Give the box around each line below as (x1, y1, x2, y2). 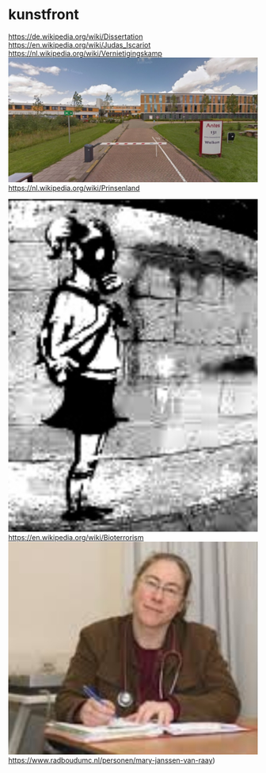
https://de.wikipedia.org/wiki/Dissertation (8, 32, 143, 41)
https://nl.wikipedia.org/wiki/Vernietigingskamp (8, 48, 162, 58)
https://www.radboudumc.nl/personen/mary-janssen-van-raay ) (8, 756, 215, 765)
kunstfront (8, 6, 79, 24)
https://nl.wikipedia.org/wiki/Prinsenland (8, 183, 140, 192)
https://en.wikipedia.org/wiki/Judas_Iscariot (8, 40, 151, 49)
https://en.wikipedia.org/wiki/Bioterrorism (8, 532, 144, 542)
